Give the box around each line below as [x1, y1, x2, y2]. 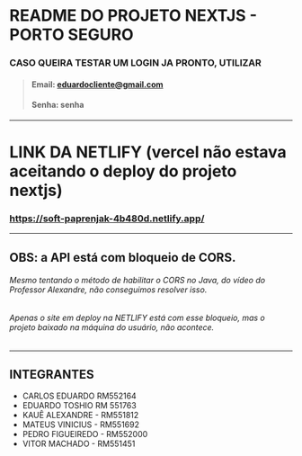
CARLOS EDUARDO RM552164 [22, 390, 137, 401]
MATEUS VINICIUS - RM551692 [22, 419, 139, 430]
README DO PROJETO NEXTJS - [9, 5, 258, 26]
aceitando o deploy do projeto [9, 161, 237, 182]
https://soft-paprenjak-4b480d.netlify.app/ [9, 212, 205, 225]
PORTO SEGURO [9, 24, 134, 45]
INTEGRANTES [9, 366, 94, 382]
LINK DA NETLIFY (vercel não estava [9, 142, 288, 163]
